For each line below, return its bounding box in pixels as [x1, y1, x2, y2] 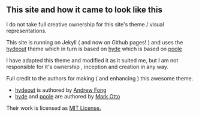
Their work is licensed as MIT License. [6, 104, 101, 112]
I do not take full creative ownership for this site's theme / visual [6, 20, 164, 28]
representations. [6, 27, 47, 34]
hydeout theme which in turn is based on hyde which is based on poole [6, 45, 182, 52]
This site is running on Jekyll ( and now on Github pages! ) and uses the [6, 38, 183, 46]
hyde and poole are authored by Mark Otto [14, 92, 120, 100]
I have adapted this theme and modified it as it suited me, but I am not [6, 56, 179, 64]
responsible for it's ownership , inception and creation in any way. [6, 63, 169, 70]
